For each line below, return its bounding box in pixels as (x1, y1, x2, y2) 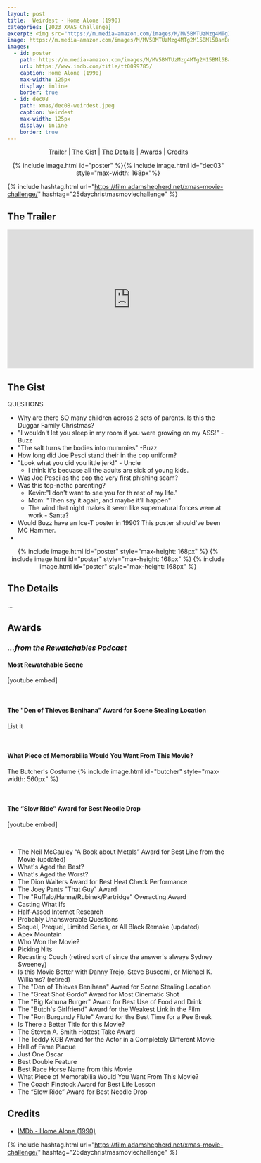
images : (7, 43, 30, 50)
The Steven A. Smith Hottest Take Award (17, 1028, 136, 1036)
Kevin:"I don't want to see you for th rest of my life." (27, 488, 178, 497)
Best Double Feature (17, 1057, 77, 1066)
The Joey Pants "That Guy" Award (17, 885, 117, 893)
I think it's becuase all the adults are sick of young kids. (27, 466, 189, 474)
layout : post (7, 10, 46, 18)
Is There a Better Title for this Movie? (17, 1020, 125, 1028)
